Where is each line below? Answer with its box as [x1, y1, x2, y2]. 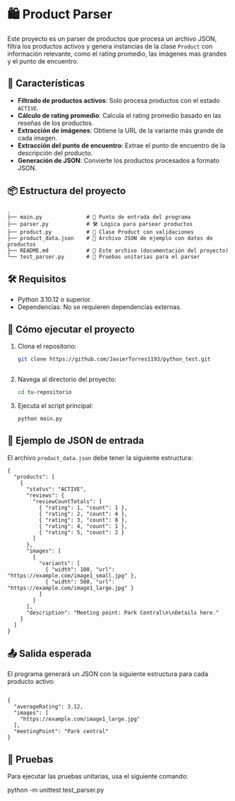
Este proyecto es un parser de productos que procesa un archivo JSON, [7, 34, 217, 43]
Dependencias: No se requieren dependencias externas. [17, 303, 182, 311]
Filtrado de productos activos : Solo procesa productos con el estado [17, 96, 220, 104]
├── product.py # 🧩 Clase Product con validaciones [7, 228, 194, 236]
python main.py [17, 415, 63, 422]
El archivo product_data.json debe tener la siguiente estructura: [7, 453, 193, 462]
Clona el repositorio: [17, 342, 77, 351]
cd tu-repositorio [17, 388, 72, 396]
